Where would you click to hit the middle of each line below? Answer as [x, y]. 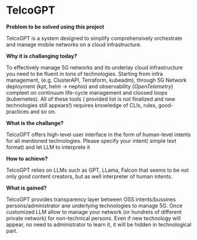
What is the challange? [35, 123]
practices [18, 111]
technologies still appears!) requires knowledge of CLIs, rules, [82, 105]
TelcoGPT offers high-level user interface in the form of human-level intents [98, 135]
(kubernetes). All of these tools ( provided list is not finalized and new [91, 99]
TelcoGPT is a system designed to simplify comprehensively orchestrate [94, 38]
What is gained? [27, 188]
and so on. [43, 111]
